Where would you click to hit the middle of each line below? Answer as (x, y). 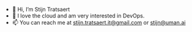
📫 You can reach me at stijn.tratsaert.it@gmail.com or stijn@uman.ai (99, 22)
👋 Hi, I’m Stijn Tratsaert (41, 9)
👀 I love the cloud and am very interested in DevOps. (78, 16)
